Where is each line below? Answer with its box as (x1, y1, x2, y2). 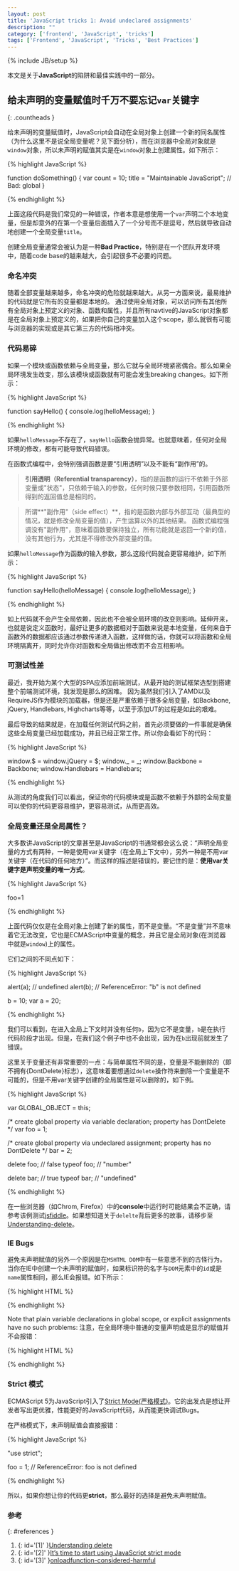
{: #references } (7, 1527, 54, 1536)
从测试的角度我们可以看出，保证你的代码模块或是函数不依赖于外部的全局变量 (7, 792, 232, 801)
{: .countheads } (7, 113, 55, 122)
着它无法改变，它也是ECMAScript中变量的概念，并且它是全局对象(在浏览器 (7, 931, 226, 939)
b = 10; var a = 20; (7, 996, 61, 1005)
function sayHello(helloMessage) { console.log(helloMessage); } (7, 586, 196, 595)
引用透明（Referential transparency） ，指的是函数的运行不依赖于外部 (24, 474, 228, 483)
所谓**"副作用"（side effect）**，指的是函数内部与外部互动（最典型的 (24, 507, 230, 516)
